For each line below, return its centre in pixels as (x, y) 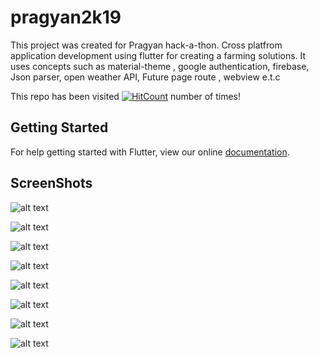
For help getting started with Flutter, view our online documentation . (150, 152)
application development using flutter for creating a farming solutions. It (158, 55)
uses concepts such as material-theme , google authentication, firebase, (160, 66)
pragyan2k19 (66, 17)
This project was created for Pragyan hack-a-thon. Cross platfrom (146, 45)
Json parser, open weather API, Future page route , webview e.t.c (145, 77)
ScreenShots (51, 183)
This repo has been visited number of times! (126, 96)
